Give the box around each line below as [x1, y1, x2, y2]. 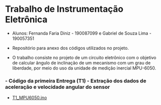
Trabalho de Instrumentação [5, 3, 124, 15]
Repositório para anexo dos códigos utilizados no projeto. [12, 45, 129, 51]
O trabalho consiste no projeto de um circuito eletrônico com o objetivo [12, 54, 157, 60]
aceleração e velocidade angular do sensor [5, 83, 110, 90]
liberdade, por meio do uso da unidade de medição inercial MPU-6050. [12, 65, 156, 71]
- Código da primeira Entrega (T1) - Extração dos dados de [5, 77, 146, 84]
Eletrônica [5, 14, 48, 25]
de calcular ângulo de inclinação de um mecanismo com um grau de [12, 60, 151, 66]
